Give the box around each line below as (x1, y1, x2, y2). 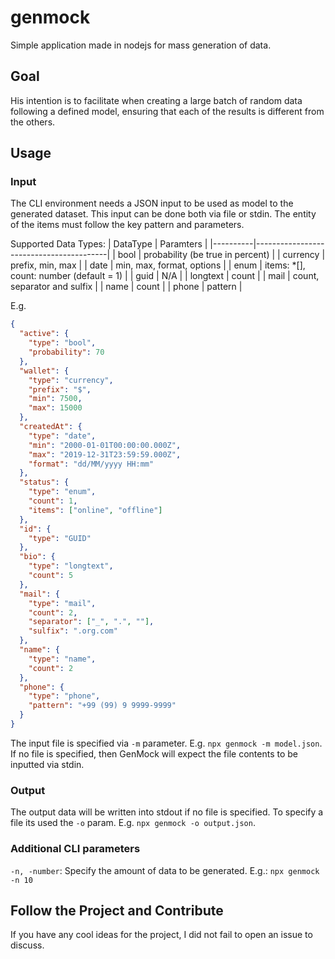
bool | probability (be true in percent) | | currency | (117, 249, 326, 261)
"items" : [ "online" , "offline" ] (28, 505, 163, 515)
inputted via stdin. (10, 758, 85, 770)
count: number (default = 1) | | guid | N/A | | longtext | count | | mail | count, (10, 270, 320, 282)
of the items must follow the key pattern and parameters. (10, 219, 245, 231)
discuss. (10, 939, 45, 951)
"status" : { (19, 477, 70, 488)
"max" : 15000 (28, 403, 83, 413)
